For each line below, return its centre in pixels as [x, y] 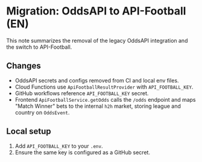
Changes [24, 66]
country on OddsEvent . [42, 112]
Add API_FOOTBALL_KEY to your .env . [59, 146]
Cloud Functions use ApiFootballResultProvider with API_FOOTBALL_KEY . [104, 87]
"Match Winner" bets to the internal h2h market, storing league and [98, 106]
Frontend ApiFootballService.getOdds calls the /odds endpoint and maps [105, 99]
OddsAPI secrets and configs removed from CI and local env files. [97, 80]
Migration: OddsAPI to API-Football [96, 11]
